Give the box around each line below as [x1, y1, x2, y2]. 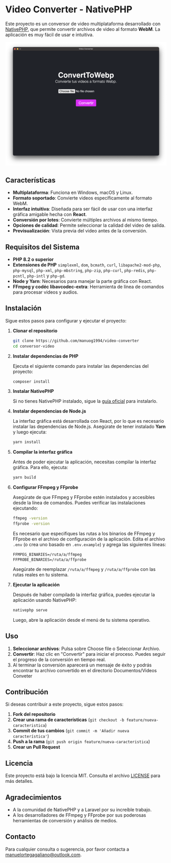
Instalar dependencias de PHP [12, 353, 78, 359]
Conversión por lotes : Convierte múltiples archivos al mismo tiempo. [12, 217, 159, 223]
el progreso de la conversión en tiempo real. [12, 656, 106, 662]
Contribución [5, 688, 49, 696]
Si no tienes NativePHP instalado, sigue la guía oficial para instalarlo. [12, 398, 158, 404]
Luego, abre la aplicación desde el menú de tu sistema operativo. [12, 617, 151, 623]
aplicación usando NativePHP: [12, 597, 77, 603]
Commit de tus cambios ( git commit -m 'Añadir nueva [12, 728, 130, 734]
